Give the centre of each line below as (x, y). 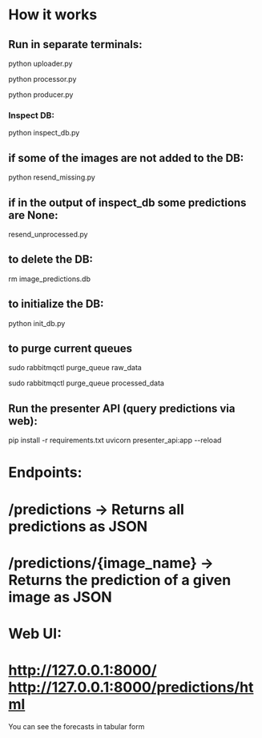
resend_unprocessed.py (48, 234)
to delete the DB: (51, 259)
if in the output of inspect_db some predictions (127, 202)
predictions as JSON (78, 526)
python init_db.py (37, 323)
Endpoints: (45, 472)
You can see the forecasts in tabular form (77, 726)
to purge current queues (71, 348)
